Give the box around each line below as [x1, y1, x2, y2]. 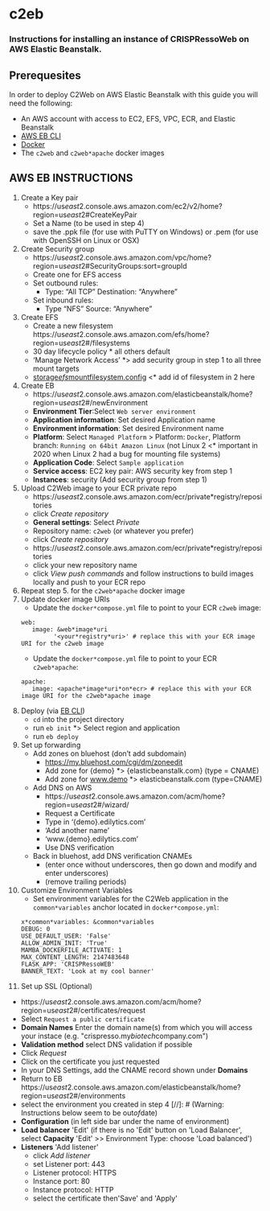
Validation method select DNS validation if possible [20, 1039, 193, 1049]
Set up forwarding [20, 740, 81, 749]
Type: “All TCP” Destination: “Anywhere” [44, 286, 178, 296]
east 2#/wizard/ [78, 799, 129, 809]
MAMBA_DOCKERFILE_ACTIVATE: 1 [20, 946, 123, 954]
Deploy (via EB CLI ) [20, 705, 85, 716]
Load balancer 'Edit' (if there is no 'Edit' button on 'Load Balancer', [20, 1125, 243, 1135]
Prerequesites [9, 68, 81, 82]
